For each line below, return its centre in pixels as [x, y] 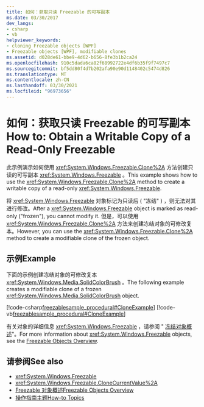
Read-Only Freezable [61, 150]
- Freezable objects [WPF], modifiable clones [66, 52]
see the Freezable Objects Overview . [52, 341]
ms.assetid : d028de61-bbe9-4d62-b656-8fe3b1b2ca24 [72, 57]
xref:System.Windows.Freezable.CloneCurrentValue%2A [86, 383]
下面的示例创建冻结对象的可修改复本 [52, 274]
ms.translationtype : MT [37, 74]
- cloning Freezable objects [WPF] [51, 46]
